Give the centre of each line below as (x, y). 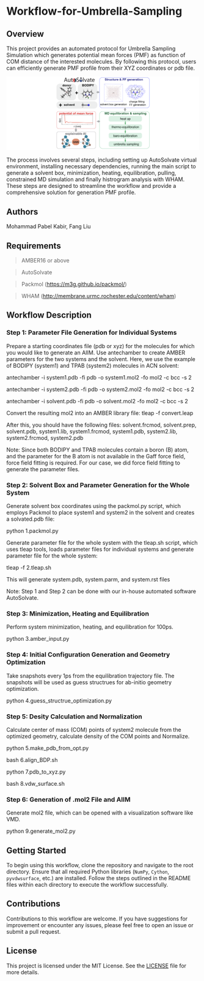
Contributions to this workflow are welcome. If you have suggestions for (97, 919)
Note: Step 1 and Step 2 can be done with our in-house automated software (101, 591)
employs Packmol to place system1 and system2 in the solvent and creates (100, 513)
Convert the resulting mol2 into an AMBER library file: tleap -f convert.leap (100, 413)
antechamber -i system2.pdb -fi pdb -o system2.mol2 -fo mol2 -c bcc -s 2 (100, 389)
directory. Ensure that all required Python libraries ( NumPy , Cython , (88, 872)
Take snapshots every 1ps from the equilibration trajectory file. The (91, 676)
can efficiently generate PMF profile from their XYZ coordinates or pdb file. (101, 68)
